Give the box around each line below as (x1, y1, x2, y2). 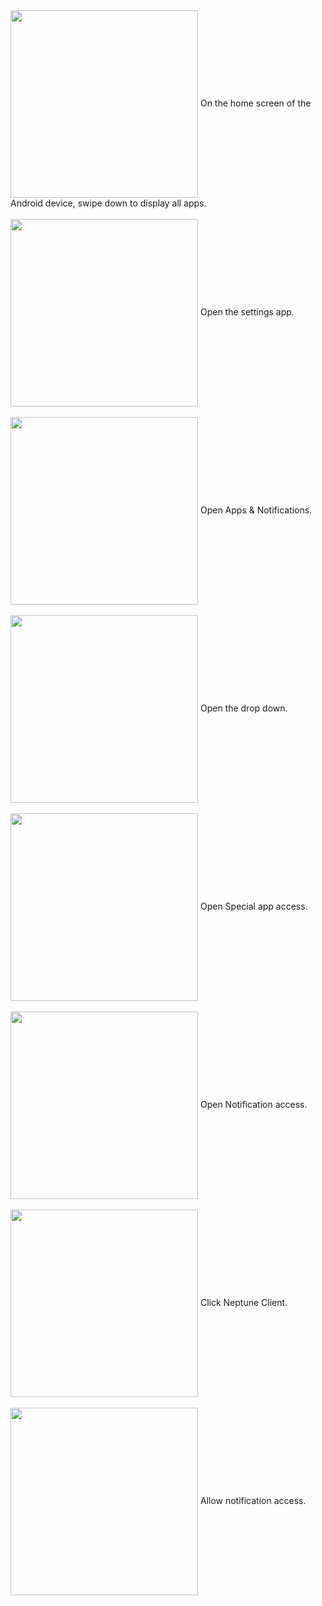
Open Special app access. (199, 900, 308, 912)
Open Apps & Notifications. (199, 504, 313, 516)
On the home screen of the (199, 97, 312, 109)
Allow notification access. (199, 1494, 307, 1506)
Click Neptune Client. (199, 1296, 288, 1308)
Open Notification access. (199, 1098, 308, 1110)
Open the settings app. (199, 305, 295, 318)
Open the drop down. (199, 702, 288, 714)
